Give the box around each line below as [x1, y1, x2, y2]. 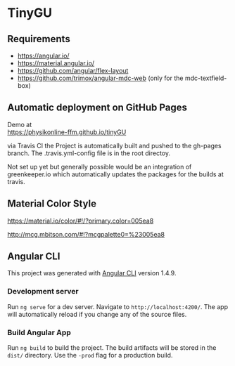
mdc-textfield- [184, 74, 227, 82]
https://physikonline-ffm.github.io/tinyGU [7, 128, 127, 136]
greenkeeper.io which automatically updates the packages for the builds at [7, 170, 224, 178]
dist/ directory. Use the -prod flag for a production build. [7, 351, 173, 360]
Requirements [7, 33, 70, 45]
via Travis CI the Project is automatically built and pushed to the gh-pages [7, 141, 222, 150]
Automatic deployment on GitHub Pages [7, 102, 188, 114]
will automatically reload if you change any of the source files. [7, 310, 187, 318]
